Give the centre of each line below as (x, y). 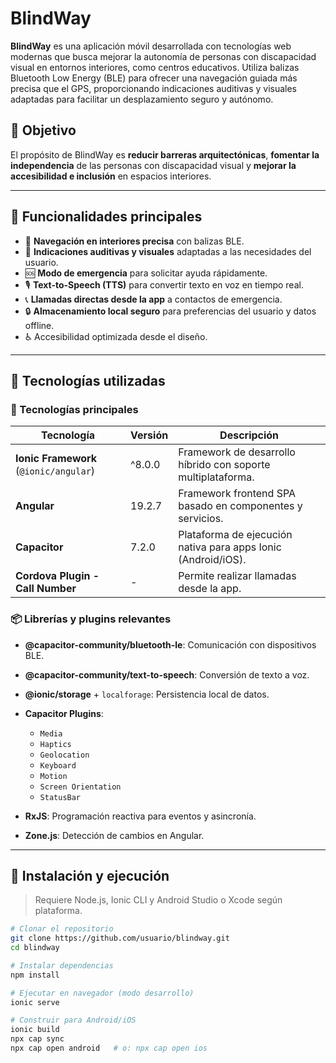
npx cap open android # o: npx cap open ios (109, 1048)
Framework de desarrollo (237, 452)
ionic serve (35, 1002)
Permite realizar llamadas (237, 576)
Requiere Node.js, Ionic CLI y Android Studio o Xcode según (158, 900)
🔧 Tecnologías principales (74, 409)
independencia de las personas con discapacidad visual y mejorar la (153, 165)
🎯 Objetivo (43, 130)
